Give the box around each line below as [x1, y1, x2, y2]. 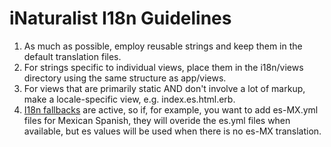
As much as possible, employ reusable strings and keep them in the [23, 40, 303, 52]
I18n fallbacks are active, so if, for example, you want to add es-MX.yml [23, 103, 319, 116]
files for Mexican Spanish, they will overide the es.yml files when [23, 114, 291, 126]
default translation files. [23, 50, 122, 62]
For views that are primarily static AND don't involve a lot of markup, [23, 82, 306, 94]
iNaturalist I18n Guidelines [9, 7, 232, 30]
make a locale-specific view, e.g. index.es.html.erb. [23, 93, 236, 105]
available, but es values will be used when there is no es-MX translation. [23, 125, 322, 137]
